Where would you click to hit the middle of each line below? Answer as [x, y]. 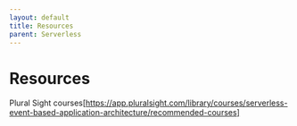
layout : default [39, 17]
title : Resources [41, 26]
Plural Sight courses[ [48, 103]
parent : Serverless [45, 34]
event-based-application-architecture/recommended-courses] [125, 113]
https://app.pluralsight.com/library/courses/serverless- [186, 103]
